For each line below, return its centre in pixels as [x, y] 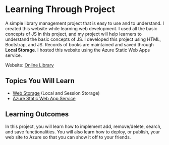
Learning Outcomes [37, 114]
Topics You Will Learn [40, 81]
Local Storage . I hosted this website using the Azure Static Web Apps [78, 50]
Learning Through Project [60, 9]
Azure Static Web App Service [44, 98]
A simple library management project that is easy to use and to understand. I [85, 23]
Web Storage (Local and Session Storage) [56, 93]
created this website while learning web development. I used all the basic [81, 28]
